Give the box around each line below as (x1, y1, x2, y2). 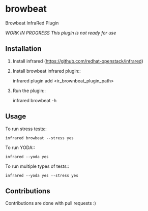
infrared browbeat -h (12, 97, 57, 103)
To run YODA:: (5, 144, 36, 150)
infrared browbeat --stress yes (5, 135, 74, 140)
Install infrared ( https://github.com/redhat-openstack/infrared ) (12, 58, 143, 64)
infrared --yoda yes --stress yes (5, 173, 79, 178)
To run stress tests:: (5, 126, 47, 132)
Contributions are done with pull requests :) (5, 200, 97, 206)
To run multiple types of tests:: (5, 163, 70, 169)
